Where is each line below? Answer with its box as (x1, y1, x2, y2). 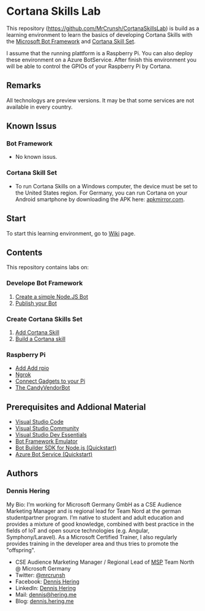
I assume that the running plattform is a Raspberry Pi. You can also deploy (6, 49, 193, 56)
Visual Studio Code (15, 418, 64, 426)
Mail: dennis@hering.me (15, 591, 77, 598)
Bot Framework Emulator (15, 437, 78, 445)
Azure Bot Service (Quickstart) (15, 451, 93, 458)
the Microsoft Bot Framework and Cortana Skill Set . (6, 37, 136, 45)
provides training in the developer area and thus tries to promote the (6, 540, 179, 547)
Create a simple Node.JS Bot (15, 293, 89, 300)
